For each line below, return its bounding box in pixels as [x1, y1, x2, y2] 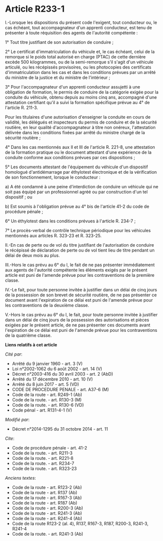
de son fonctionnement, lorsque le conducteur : [5, 174, 101, 180]
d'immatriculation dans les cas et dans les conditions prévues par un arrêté [5, 69, 156, 75]
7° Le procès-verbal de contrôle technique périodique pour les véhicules [5, 227, 151, 233]
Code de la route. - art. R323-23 [12, 466, 77, 471]
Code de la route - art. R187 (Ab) [12, 500, 78, 505]
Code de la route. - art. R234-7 [12, 460, 74, 466]
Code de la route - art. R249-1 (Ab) [12, 392, 83, 397]
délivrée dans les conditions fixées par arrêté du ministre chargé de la [5, 129, 145, 135]
